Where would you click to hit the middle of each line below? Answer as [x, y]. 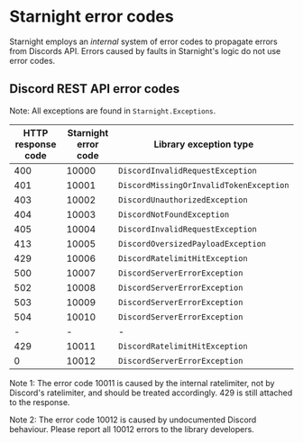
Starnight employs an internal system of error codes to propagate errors [143, 41]
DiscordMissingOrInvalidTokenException [204, 185]
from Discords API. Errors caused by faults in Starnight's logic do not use [145, 50]
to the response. [40, 402]
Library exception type [204, 144]
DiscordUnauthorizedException [183, 199]
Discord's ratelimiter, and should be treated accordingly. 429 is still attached [151, 393]
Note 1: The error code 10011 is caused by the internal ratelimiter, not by [142, 383]
